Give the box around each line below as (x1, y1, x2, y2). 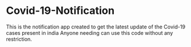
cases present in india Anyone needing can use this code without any (6, 29, 173, 36)
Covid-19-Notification (6, 4, 115, 17)
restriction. (6, 35, 32, 42)
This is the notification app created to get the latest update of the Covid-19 (6, 23, 186, 30)
